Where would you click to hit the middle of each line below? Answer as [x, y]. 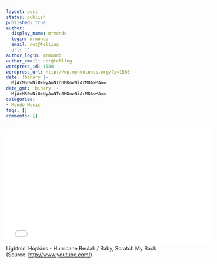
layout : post [22, 11]
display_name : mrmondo [39, 34]
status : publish [26, 17]
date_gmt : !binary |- [33, 88]
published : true [26, 22]
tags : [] [17, 110]
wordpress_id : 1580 [30, 66]
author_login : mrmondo [34, 55]
